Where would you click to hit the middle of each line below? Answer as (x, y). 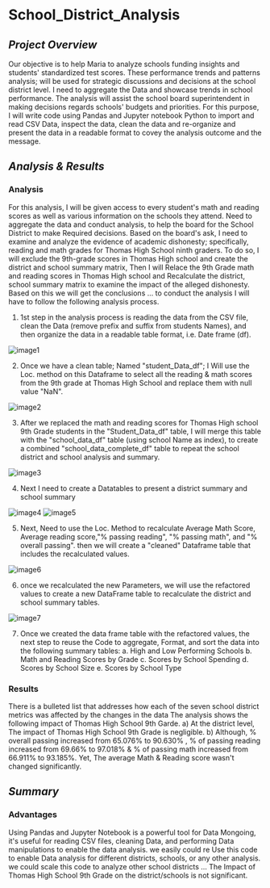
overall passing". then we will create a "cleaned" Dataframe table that (135, 545)
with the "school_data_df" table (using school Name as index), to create (139, 440)
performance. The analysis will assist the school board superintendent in (129, 98)
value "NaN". (42, 391)
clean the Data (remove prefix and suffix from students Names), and (133, 325)
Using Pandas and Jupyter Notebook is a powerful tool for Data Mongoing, (132, 832)
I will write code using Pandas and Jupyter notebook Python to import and (131, 115)
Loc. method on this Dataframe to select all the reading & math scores (136, 374)
